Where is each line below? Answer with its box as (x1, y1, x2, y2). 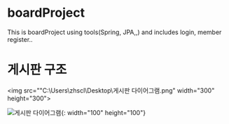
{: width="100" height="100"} (60, 108, 146, 116)
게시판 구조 (7, 62, 67, 78)
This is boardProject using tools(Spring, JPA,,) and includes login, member (7, 28, 222, 36)
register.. (7, 35, 33, 43)
